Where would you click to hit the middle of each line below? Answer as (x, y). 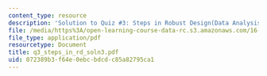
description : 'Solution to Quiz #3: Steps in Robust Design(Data (118, 23)
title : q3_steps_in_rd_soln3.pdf (64, 52)
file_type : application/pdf (55, 38)
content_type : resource (48, 15)
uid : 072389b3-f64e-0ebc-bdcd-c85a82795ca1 (81, 60)
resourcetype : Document (48, 45)
